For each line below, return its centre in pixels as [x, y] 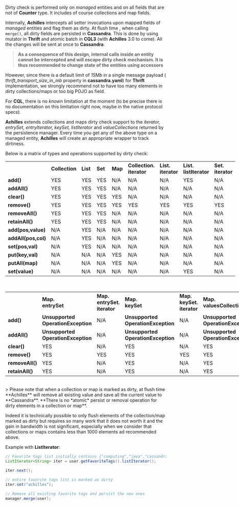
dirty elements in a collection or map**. [46, 406]
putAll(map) [23, 263]
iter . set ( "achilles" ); [29, 485]
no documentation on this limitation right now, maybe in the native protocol [84, 106]
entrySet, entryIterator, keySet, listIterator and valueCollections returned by [85, 127]
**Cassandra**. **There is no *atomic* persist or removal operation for [81, 400]
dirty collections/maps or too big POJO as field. [55, 91]
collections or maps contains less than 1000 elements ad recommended [81, 432]
